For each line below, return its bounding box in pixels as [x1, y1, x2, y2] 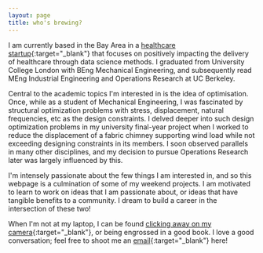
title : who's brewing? [8, 19, 82, 27]
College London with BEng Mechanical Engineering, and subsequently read [8, 65, 253, 74]
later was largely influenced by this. [8, 155, 123, 164]
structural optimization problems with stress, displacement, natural [8, 105, 224, 114]
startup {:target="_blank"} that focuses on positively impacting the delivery [8, 49, 250, 58]
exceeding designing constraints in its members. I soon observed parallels [8, 139, 249, 148]
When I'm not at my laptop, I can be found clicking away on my [8, 219, 212, 228]
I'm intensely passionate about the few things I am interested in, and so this [8, 170, 252, 180]
